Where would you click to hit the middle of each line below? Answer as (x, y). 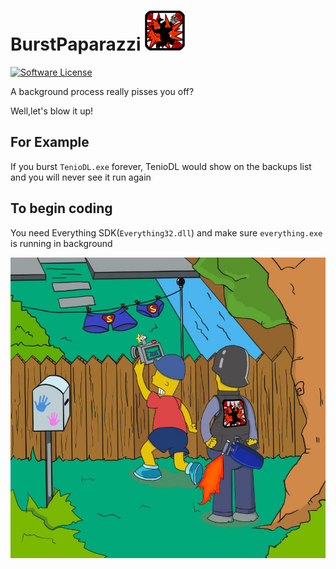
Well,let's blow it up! (52, 111)
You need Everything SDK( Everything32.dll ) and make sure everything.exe (166, 232)
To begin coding (61, 208)
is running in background (61, 243)
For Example (50, 142)
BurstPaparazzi (76, 44)
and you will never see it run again (81, 177)
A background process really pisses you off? (102, 91)
